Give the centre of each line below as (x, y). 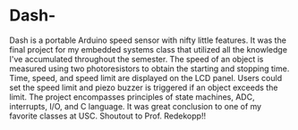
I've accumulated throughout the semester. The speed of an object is (136, 59)
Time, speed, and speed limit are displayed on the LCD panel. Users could (146, 77)
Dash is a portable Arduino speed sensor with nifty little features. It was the (148, 40)
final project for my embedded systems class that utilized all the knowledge (149, 49)
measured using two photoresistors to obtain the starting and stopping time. (149, 69)
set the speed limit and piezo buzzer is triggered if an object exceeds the (144, 87)
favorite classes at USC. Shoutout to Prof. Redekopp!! (108, 116)
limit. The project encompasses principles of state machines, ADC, (132, 97)
